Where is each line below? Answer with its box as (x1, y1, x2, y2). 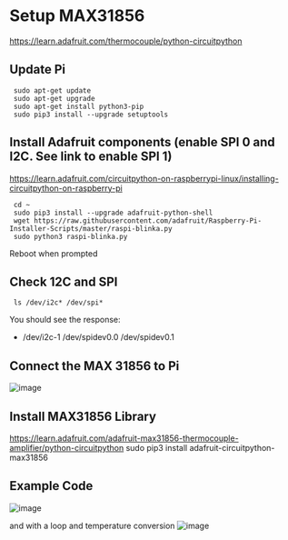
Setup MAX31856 (9, 5, 145, 26)
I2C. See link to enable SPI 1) (9, 149, 173, 165)
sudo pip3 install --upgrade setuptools (13, 110, 169, 119)
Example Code (9, 478, 94, 494)
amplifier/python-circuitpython (9, 443, 124, 453)
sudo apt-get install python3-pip (13, 102, 144, 111)
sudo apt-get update (13, 85, 92, 95)
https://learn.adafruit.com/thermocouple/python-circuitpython (9, 35, 243, 46)
